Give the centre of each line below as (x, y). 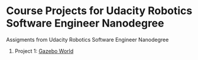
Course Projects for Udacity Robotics (99, 11)
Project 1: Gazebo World (44, 51)
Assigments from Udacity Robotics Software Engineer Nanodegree (87, 39)
